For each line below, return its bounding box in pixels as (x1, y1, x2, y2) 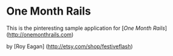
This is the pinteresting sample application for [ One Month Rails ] (6, 24, 168, 32)
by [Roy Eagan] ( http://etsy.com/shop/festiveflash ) (6, 43, 134, 50)
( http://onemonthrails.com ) (6, 30, 74, 38)
